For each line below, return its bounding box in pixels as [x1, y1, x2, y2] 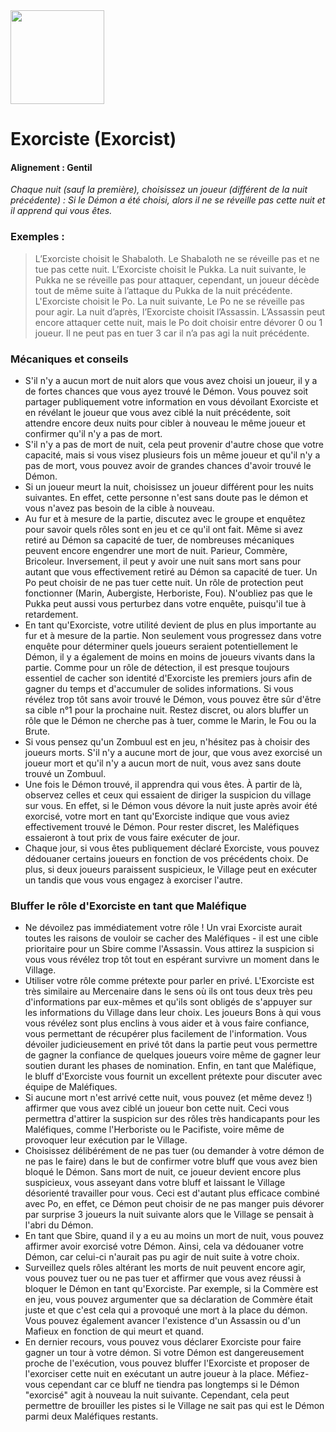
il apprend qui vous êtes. [10, 205, 113, 217]
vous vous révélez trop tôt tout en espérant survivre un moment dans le [24, 954, 320, 966]
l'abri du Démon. [24, 1219, 94, 1231]
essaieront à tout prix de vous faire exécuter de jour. [24, 831, 240, 843]
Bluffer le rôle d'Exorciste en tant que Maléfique [10, 899, 247, 913]
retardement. [24, 608, 79, 620]
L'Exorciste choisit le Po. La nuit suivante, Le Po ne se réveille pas [34, 295, 305, 307]
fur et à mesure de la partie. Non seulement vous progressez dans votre [24, 629, 322, 641]
